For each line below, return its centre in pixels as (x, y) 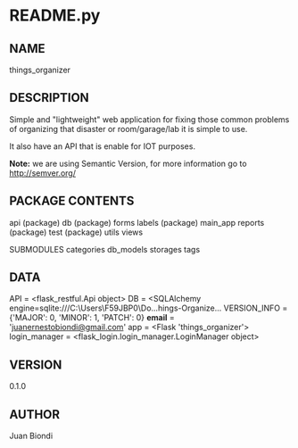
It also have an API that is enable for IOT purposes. (103, 146)
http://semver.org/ (42, 173)
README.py (55, 16)
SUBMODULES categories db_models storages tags (105, 249)
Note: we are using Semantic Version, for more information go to (128, 163)
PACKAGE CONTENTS (72, 201)
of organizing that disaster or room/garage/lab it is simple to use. (128, 129)
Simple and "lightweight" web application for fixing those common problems (149, 119)
